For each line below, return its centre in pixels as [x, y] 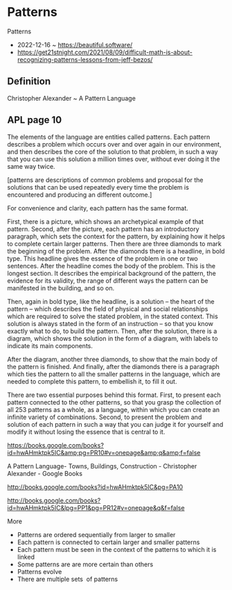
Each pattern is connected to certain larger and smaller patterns [108, 542]
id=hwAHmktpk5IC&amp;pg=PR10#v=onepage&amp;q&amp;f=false [104, 452]
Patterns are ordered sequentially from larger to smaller [96, 534]
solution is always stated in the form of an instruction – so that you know [110, 323]
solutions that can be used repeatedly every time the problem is [98, 187]
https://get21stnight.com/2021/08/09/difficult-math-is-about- [105, 52]
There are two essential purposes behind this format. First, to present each [114, 395]
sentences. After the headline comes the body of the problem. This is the [111, 265]
